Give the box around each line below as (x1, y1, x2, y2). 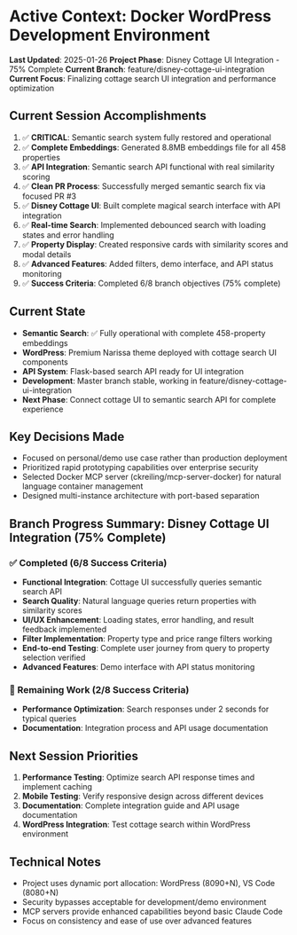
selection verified (21, 652, 86, 663)
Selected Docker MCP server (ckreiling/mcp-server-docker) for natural (21, 472, 282, 483)
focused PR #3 (21, 191, 77, 201)
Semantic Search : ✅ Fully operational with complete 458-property (21, 327, 266, 338)
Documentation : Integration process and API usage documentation (21, 723, 269, 734)
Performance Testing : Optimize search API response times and (21, 772, 255, 782)
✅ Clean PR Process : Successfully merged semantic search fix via (21, 180, 266, 192)
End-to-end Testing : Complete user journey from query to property (21, 643, 270, 654)
